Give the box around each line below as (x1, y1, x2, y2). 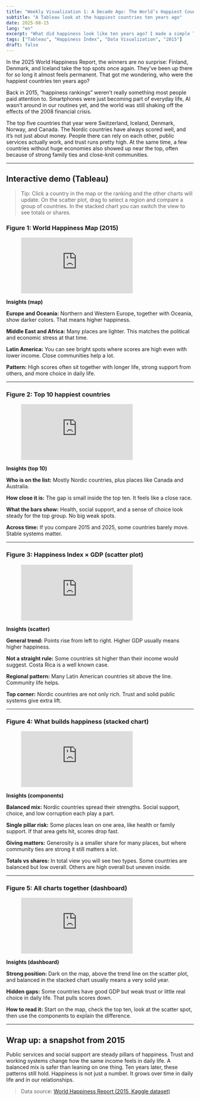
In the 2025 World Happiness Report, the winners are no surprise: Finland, (6, 58, 189, 66)
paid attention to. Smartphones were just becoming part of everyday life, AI (6, 95, 190, 102)
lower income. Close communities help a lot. (6, 352, 115, 359)
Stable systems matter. (6, 530, 62, 537)
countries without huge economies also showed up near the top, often (6, 144, 179, 152)
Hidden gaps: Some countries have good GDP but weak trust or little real (6, 988, 186, 995)
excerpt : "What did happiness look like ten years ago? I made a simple (6, 31, 190, 37)
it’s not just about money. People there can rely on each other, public (6, 132, 174, 139)
